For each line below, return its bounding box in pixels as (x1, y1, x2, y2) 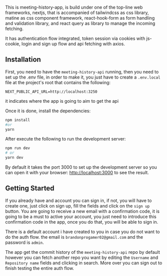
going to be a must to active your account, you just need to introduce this (5, 214, 156, 220)
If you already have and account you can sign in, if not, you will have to (5, 197, 152, 203)
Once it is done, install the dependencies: (5, 108, 91, 114)
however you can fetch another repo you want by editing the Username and (5, 254, 158, 260)
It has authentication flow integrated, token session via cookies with (5, 35, 145, 41)
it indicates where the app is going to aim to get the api (5, 98, 119, 104)
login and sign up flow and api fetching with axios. (21, 41, 125, 47)
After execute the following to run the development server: (5, 136, 126, 142)
